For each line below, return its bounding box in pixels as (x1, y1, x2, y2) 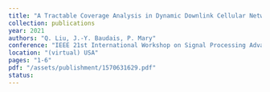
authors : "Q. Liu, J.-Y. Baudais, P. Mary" (8, 34, 157, 42)
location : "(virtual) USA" (8, 49, 99, 57)
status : (8, 71, 35, 79)
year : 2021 (8, 26, 45, 34)
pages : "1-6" (8, 57, 52, 65)
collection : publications (8, 19, 95, 27)
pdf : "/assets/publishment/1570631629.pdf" (8, 64, 157, 72)
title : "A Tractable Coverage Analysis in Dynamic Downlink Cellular (8, 11, 247, 20)
